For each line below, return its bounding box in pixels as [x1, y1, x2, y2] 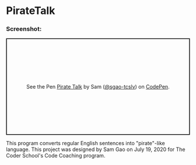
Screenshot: [6, 25, 42, 33]
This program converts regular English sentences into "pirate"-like [6, 140, 165, 147]
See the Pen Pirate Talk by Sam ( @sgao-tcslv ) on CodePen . [26, 83, 170, 90]
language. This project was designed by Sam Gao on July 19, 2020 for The [6, 146, 185, 153]
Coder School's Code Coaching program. [6, 152, 106, 159]
